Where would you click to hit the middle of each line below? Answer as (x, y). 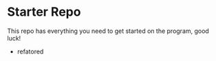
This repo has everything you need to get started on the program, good (108, 31)
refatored (30, 51)
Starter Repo (44, 12)
